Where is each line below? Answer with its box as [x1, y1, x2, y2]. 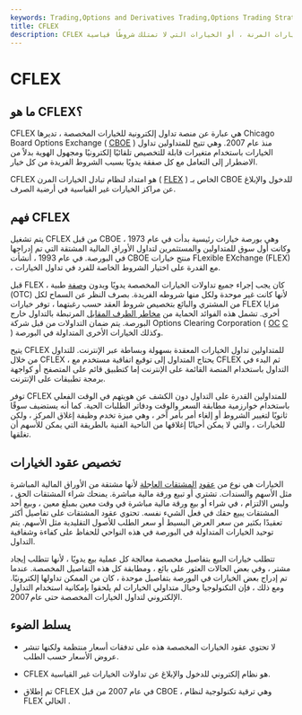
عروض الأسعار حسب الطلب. [22, 650, 119, 661]
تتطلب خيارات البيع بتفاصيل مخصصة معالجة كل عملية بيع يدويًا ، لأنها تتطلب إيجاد [10, 553, 276, 564]
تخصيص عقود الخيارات [10, 455, 122, 470]
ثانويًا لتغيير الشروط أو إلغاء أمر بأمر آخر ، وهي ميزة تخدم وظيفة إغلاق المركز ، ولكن [10, 410, 288, 420]
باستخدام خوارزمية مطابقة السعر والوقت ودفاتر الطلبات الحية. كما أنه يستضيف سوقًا [10, 401, 290, 411]
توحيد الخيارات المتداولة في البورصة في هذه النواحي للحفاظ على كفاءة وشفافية [10, 526, 274, 537]
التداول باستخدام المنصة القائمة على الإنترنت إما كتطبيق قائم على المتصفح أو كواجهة [10, 364, 289, 375]
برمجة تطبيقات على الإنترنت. [10, 374, 106, 384]
